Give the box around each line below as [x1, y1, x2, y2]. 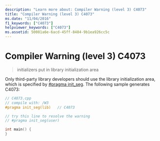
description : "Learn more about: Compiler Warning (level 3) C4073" [5, 7, 147, 12]
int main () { [5, 127, 32, 132]
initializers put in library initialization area [17, 67, 99, 72]
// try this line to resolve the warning [5, 114, 90, 119]
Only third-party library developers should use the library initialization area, [5, 76, 156, 82]
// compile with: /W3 [5, 100, 49, 105]
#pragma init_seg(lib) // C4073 [5, 105, 75, 110]
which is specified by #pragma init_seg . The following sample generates [5, 81, 150, 87]
